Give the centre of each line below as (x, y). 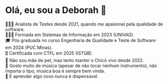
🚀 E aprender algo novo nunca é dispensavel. (52, 76)
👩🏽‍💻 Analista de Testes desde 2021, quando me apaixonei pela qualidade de (84, 24)
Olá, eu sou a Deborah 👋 (56, 10)
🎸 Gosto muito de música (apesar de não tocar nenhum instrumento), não (81, 65)
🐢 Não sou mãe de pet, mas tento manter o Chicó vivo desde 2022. (75, 60)
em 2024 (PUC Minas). (29, 47)
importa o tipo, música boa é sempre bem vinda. (55, 71)
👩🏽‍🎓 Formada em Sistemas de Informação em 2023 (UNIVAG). (70, 34)
